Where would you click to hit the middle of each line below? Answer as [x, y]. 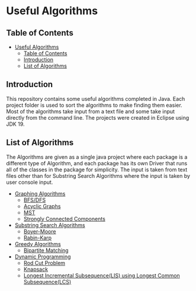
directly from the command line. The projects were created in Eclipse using [98, 117]
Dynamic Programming [43, 257]
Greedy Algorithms [38, 244]
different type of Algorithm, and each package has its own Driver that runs [97, 163]
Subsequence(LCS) [47, 282]
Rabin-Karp [38, 238]
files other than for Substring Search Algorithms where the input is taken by [98, 175]
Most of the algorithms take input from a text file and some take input [91, 111]
